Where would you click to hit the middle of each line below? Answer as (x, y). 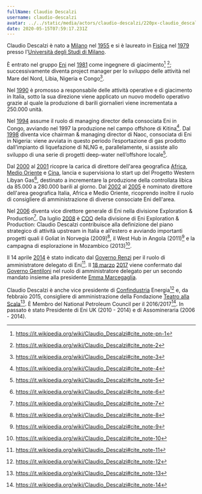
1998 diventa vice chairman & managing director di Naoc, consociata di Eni (99, 134)
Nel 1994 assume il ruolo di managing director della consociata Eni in (92, 121)
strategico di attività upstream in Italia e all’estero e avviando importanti (95, 231)
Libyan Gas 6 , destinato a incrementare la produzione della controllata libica (100, 179)
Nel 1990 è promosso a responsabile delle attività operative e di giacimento (100, 90)
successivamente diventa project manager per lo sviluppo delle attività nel (99, 71)
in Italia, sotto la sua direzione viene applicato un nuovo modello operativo (98, 96)
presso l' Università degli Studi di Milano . (57, 52)
